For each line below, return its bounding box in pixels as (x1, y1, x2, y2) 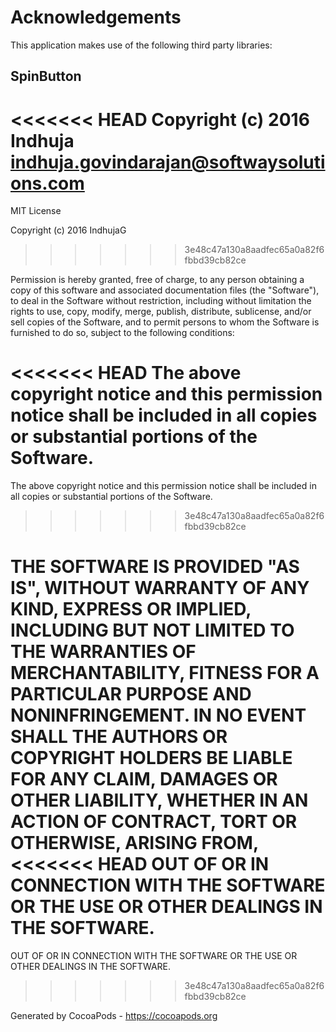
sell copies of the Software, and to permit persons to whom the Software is (10, 316, 320, 328)
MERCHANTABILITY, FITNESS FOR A (10, 662, 320, 685)
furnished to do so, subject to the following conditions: (10, 327, 235, 339)
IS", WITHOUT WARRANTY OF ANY (10, 577, 310, 600)
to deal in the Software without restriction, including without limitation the (10, 295, 312, 307)
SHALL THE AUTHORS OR (10, 726, 228, 748)
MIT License (10, 205, 62, 217)
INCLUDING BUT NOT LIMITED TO (10, 619, 295, 642)
